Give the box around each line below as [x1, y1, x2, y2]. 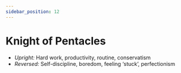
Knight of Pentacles [5, 34, 106, 47]
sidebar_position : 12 [5, 8, 60, 15]
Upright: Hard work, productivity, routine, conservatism [14, 54, 151, 61]
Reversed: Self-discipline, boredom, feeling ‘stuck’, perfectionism [14, 60, 175, 67]
